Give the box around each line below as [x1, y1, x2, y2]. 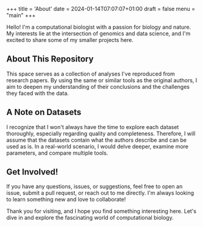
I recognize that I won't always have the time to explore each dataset [6, 123, 179, 130]
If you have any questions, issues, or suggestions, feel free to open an [6, 183, 183, 190]
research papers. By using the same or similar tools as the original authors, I [6, 76, 198, 84]
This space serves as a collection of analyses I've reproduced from [6, 70, 176, 77]
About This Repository [6, 54, 94, 65]
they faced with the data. [6, 89, 69, 97]
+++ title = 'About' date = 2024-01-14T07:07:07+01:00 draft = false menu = [6, 5, 196, 12]
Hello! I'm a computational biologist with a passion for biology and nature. [6, 24, 191, 30]
